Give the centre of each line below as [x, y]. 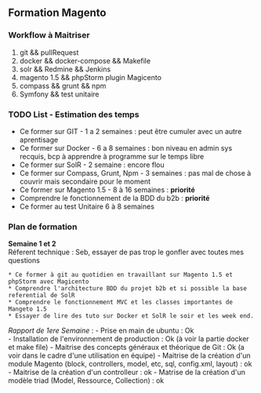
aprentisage [39, 140]
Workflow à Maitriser [49, 35]
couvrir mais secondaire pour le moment [85, 181]
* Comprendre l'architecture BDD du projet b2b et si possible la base [127, 289]
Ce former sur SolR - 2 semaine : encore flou [92, 165]
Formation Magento [57, 13]
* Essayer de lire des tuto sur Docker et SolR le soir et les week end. [131, 316]
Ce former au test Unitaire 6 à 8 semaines [87, 206]
